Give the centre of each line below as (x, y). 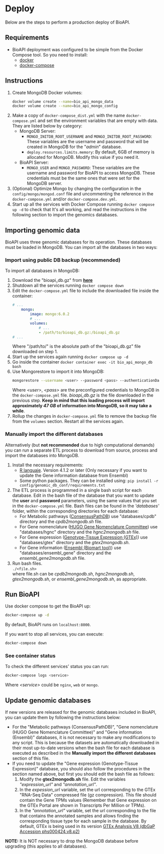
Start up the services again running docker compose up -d (70, 357)
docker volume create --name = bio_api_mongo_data (63, 101)
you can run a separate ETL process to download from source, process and (81, 450)
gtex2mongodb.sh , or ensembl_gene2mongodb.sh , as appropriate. (80, 579)
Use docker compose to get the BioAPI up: (48, 606)
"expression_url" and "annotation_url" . (58, 785)
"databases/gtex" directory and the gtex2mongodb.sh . (75, 542)
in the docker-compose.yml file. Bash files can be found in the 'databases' (86, 506)
